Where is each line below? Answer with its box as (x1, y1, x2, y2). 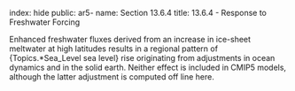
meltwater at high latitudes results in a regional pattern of (9, 43, 219, 54)
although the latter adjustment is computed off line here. (9, 72, 214, 82)
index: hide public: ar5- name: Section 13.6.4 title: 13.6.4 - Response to (9, 8, 268, 18)
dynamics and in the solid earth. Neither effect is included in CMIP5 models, (9, 62, 286, 72)
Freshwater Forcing (9, 17, 81, 27)
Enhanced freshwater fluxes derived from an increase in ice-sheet (9, 34, 251, 44)
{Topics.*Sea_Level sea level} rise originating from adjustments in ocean (9, 53, 276, 63)
